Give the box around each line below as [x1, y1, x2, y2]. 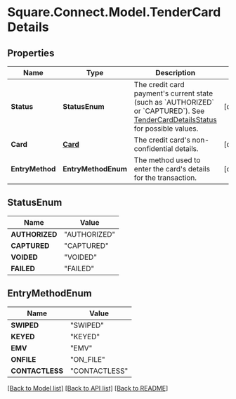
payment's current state [133, 89, 213, 98]
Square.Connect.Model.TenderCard [7, 4, 221, 20]
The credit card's [133, 135, 191, 145]
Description [155, 68, 195, 77]
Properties [7, 47, 55, 59]
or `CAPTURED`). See [133, 106, 205, 116]
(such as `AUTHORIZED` [133, 98, 214, 107]
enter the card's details [133, 164, 211, 174]
